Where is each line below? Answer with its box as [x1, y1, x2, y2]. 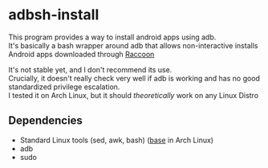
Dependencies [8, 114, 83, 128]
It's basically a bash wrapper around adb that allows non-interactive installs [8, 40, 258, 50]
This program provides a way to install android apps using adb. [8, 32, 217, 42]
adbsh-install [8, 6, 99, 24]
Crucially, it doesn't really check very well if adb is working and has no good [8, 73, 261, 83]
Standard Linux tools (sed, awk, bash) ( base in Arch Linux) [19, 135, 214, 145]
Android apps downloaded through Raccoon [8, 49, 155, 59]
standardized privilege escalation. [8, 82, 120, 92]
